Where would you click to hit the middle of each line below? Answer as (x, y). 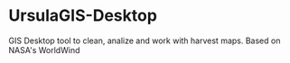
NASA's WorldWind (44, 49)
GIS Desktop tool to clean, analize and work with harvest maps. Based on (145, 40)
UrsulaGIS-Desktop (83, 16)
